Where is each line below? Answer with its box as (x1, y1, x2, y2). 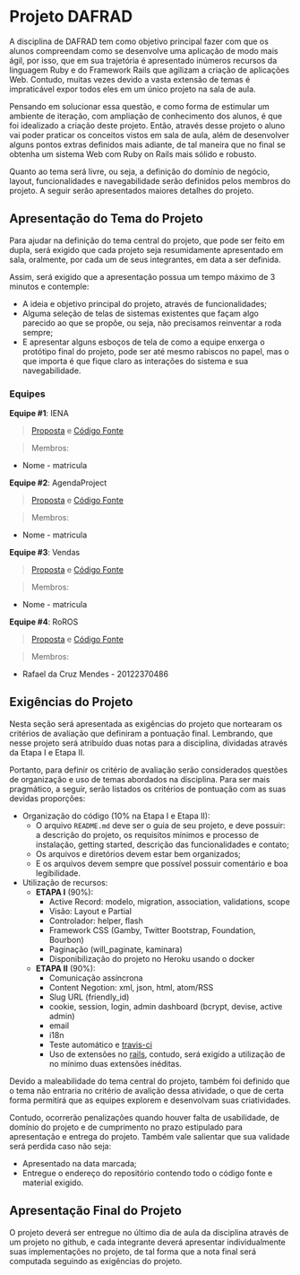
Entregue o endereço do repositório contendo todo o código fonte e (21, 1167, 273, 1178)
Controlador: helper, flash (48, 915, 143, 926)
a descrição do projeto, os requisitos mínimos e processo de (35, 829, 260, 840)
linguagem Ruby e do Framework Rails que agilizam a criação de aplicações (9, 65, 289, 75)
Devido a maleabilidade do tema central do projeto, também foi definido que (9, 1075, 290, 1087)
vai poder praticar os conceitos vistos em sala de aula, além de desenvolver (9, 129, 289, 140)
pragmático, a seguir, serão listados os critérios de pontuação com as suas (9, 783, 287, 794)
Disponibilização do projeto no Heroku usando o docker (48, 953, 255, 964)
